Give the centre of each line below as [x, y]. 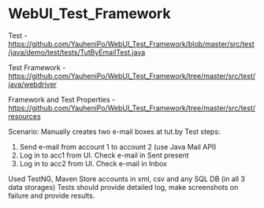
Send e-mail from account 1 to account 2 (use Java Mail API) [118, 147]
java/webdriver [33, 84]
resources [24, 116]
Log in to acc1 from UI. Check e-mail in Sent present [104, 155]
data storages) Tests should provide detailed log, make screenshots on [123, 187]
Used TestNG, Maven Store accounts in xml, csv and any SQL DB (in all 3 [127, 179]
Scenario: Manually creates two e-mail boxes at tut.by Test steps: [114, 132]
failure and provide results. [52, 195]
